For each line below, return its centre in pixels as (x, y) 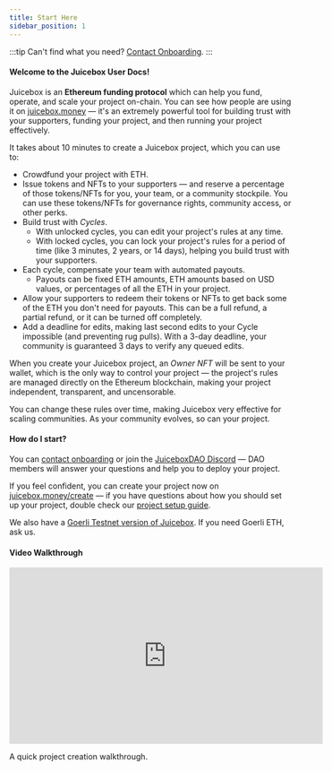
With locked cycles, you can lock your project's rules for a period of (161, 241)
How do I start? (38, 439)
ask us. (22, 532)
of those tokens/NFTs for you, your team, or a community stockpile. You (155, 193)
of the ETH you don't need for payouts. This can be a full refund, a (145, 308)
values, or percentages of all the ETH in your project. (133, 289)
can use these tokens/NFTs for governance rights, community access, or (157, 203)
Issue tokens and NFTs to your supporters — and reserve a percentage (153, 184)
